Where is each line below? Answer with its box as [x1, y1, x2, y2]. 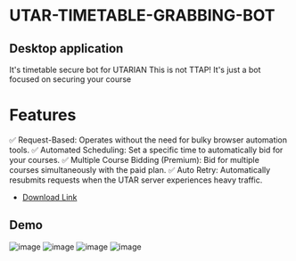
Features [9, 105, 77, 126]
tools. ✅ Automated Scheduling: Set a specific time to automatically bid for [9, 144, 284, 155]
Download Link [21, 192, 78, 202]
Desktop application [9, 41, 124, 56]
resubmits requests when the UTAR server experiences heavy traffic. [9, 175, 263, 185]
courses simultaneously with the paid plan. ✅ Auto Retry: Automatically [9, 164, 271, 175]
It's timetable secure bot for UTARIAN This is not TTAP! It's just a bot [9, 64, 261, 75]
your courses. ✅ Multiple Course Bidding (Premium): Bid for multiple [9, 154, 260, 165]
